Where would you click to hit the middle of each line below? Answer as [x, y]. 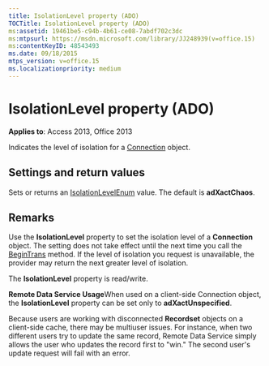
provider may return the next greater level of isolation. [98, 263]
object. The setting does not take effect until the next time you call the [125, 246]
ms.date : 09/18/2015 [43, 54]
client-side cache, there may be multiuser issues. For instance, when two [130, 327]
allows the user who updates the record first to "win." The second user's [130, 345]
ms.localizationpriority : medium [65, 69]
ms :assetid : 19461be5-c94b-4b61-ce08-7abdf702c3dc [96, 31]
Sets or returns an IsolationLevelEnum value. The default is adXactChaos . [132, 192]
